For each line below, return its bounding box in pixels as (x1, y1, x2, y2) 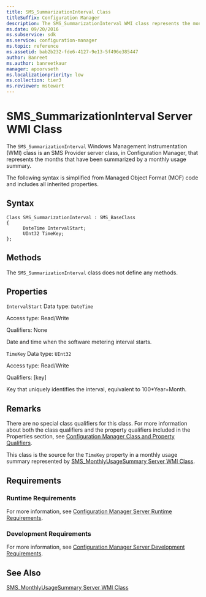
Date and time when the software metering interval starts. (6, 338, 152, 346)
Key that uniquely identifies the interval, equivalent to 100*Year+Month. (6, 386, 187, 393)
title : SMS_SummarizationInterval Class (6, 9, 112, 15)
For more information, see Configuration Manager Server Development (6, 543, 185, 551)
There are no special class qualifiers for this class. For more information (6, 420, 188, 427)
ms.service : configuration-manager (6, 37, 97, 43)
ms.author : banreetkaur (6, 60, 67, 66)
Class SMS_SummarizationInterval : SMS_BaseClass (6, 214, 136, 220)
